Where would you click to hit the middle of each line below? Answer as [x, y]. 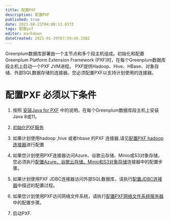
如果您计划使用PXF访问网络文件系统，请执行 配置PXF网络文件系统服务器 [88, 196]
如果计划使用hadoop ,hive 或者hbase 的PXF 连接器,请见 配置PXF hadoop [88, 138]
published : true [22, 19]
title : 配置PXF [21, 10]
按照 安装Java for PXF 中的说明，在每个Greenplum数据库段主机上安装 [86, 110]
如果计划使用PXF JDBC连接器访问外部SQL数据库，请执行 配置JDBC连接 [88, 179]
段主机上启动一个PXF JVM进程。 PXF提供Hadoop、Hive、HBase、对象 [80, 66]
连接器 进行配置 [28, 144]
